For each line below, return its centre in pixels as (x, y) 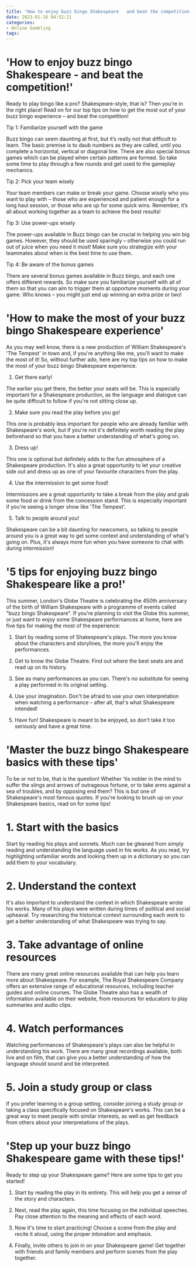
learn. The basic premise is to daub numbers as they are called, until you (94, 145)
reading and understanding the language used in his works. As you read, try (97, 850)
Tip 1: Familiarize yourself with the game (55, 127)
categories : (20, 22)
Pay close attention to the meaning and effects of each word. (88, 1216)
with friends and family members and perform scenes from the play (96, 1251)
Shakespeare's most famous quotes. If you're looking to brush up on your (95, 797)
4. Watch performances (65, 1028)
